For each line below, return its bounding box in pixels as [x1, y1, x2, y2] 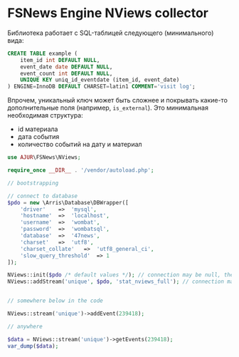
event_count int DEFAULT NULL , [20, 70, 113, 77]
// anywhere [7, 323, 43, 330]
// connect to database [7, 192, 78, 200]
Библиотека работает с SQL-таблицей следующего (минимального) [7, 29, 214, 37]
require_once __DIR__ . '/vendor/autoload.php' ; [7, 167, 154, 174]
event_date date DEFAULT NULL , [20, 63, 113, 71]
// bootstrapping [7, 180, 59, 187]
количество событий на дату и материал [17, 140, 142, 149]
